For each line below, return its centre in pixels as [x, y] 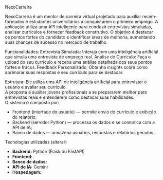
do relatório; [24, 117]
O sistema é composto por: [32, 102]
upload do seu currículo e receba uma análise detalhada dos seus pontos [79, 62]
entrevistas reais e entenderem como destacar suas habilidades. [70, 97]
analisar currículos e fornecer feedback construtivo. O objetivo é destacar [79, 32]
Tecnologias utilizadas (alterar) [36, 142]
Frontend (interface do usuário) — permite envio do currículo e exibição [84, 112]
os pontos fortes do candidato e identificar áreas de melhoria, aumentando [80, 37]
